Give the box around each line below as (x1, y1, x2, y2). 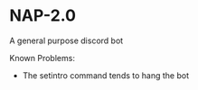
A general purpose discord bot (9, 35, 124, 46)
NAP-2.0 (9, 5, 77, 26)
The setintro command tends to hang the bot (22, 69, 190, 81)
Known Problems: (9, 52, 75, 63)
